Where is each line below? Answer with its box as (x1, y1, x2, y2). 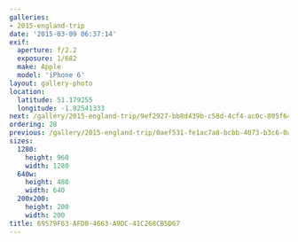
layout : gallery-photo (9, 79, 93, 88)
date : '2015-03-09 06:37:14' (9, 29, 117, 38)
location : (9, 87, 46, 96)
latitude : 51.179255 (17, 95, 93, 105)
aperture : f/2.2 (17, 46, 77, 55)
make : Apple (17, 63, 62, 72)
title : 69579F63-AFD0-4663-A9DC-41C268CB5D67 (9, 219, 180, 228)
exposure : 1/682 (17, 54, 77, 63)
